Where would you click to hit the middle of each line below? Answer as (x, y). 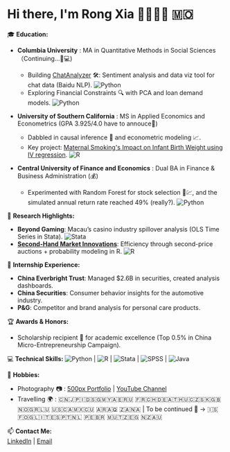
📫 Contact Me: (29, 431)
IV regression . (47, 155)
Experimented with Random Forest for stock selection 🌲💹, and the (122, 192)
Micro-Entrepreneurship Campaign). (69, 345)
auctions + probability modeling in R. (70, 251)
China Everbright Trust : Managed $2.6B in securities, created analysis (118, 278)
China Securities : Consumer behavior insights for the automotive (110, 293)
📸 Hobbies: (24, 374)
